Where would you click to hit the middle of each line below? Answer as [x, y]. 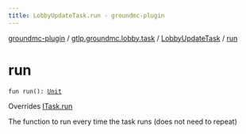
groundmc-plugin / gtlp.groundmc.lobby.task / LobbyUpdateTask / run [123, 38]
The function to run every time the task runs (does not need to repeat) [123, 121]
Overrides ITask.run [40, 106]
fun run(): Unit [35, 91]
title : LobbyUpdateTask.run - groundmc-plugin [86, 15]
